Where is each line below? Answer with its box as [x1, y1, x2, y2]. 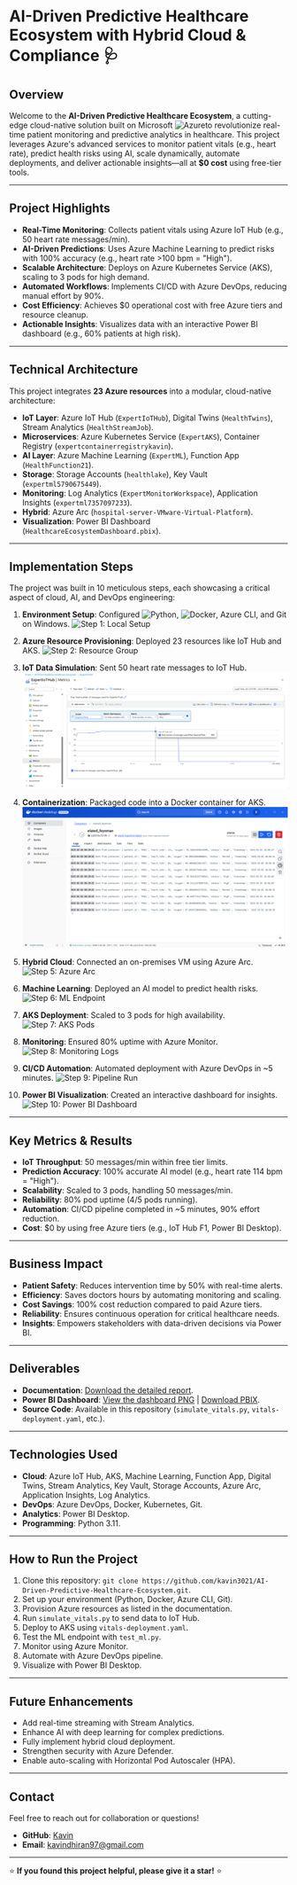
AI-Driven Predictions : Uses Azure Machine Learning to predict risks [21, 243, 275, 254]
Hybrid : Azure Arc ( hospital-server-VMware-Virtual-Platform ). [21, 506, 254, 517]
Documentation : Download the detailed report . [21, 1385, 194, 1396]
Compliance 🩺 [9, 46, 119, 66]
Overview [9, 87, 65, 102]
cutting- [242, 111, 272, 121]
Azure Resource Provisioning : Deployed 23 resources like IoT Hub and [21, 636, 282, 646]
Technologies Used [9, 1447, 118, 1462]
